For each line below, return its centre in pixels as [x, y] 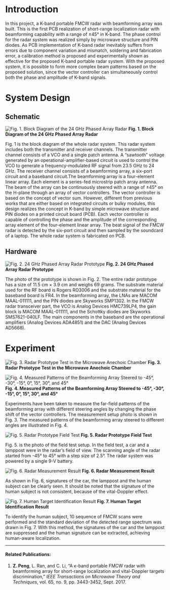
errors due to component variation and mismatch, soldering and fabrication [83, 50]
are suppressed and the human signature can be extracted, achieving [78, 533]
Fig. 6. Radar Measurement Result [118, 471]
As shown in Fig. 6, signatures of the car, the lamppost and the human [78, 480]
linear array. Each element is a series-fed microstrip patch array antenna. [81, 182]
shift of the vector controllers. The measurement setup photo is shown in [81, 414]
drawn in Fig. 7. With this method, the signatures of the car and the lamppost [85, 527]
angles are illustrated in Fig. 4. [37, 425]
